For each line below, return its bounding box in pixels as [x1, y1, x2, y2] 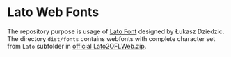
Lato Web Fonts [7, 4, 99, 20]
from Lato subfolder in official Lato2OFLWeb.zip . [7, 42, 147, 50]
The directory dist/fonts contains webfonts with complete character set [7, 34, 216, 42]
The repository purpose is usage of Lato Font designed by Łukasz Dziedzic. [7, 27, 225, 35]
